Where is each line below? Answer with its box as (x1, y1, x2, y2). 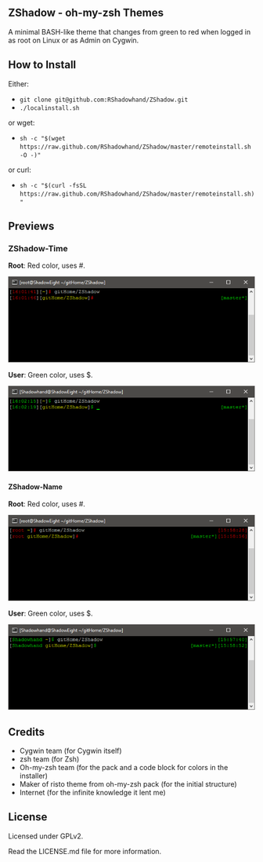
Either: (8, 79, 30, 89)
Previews (8, 220, 55, 233)
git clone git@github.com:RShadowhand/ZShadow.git (19, 96, 189, 104)
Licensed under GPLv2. (8, 831, 84, 841)
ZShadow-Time (8, 243, 68, 254)
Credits (8, 725, 45, 739)
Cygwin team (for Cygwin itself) (19, 746, 123, 756)
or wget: (8, 118, 35, 127)
